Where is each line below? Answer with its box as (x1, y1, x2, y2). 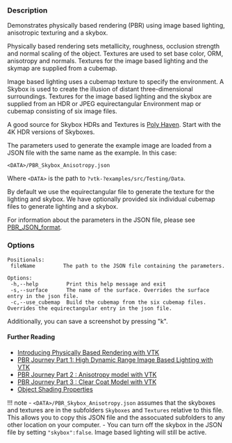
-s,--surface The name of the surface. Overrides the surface (10, 286, 210, 293)
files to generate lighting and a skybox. (7, 202, 119, 211)
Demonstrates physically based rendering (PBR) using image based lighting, (7, 21, 226, 30)
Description (7, 6, 48, 15)
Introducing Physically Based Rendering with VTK (17, 348, 160, 356)
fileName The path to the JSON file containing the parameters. (10, 262, 226, 269)
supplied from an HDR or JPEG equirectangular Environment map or (7, 100, 201, 108)
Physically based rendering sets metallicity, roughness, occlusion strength (7, 42, 220, 51)
